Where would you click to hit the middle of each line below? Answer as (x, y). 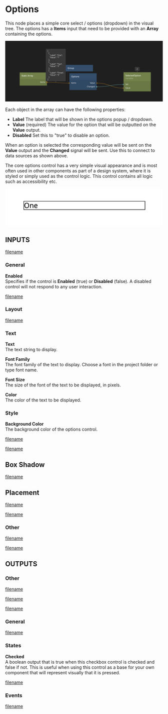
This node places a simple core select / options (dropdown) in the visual (79, 23)
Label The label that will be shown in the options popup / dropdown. (83, 119)
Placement (22, 493)
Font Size (15, 380)
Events (14, 695)
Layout (14, 309)
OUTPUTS (21, 564)
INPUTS (17, 240)
